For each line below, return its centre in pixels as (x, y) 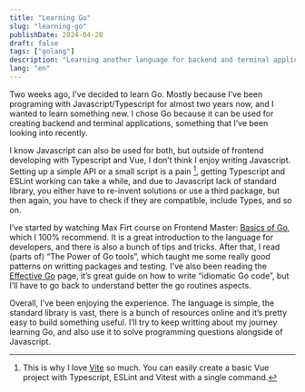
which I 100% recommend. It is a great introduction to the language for (142, 237)
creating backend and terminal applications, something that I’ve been (139, 122)
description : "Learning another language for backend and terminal (140, 60)
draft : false (34, 43)
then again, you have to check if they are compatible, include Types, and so (151, 200)
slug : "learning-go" (49, 26)
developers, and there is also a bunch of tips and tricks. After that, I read (145, 247)
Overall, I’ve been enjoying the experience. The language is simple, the (142, 303)
